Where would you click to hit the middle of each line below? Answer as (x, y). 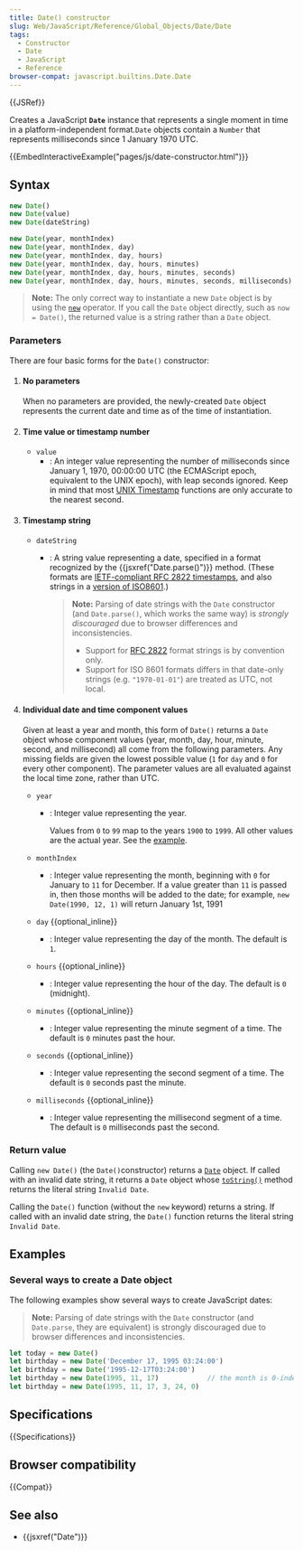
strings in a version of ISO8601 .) (109, 587)
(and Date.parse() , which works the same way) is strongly (180, 614)
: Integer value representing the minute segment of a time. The (165, 1028)
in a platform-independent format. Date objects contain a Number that (135, 129)
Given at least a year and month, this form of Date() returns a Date (145, 729)
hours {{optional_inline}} (81, 966)
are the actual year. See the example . (118, 840)
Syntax (30, 185)
